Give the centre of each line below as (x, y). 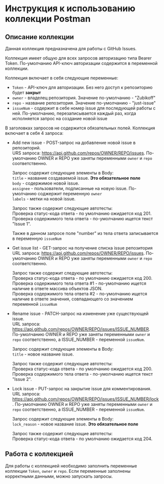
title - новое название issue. (43, 354)
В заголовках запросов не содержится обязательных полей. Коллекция (80, 128)
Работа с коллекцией (39, 454)
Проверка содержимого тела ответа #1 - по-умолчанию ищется (79, 283)
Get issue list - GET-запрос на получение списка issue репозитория (82, 248)
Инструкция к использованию (70, 9)
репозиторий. (26, 148)
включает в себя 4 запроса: (34, 133)
